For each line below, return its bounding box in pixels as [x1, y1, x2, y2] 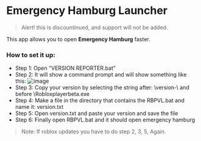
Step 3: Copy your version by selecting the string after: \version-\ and [15, 84, 190, 91]
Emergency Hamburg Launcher [6, 4, 168, 18]
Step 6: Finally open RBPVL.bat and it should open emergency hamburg [15, 116, 196, 123]
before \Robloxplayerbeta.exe [15, 91, 90, 98]
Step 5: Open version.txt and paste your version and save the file [15, 110, 178, 117]
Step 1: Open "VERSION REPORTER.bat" [15, 64, 116, 72]
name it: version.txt [15, 103, 64, 111]
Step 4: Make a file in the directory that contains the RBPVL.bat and [15, 97, 185, 104]
